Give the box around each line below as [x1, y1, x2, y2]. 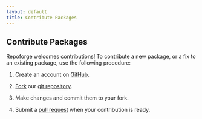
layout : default [6, 8, 47, 15]
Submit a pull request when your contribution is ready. [15, 106, 151, 114]
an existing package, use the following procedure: [6, 59, 131, 66]
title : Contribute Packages [6, 14, 77, 21]
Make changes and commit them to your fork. [15, 94, 129, 101]
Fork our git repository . [15, 83, 73, 90]
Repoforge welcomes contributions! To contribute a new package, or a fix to [6, 53, 196, 60]
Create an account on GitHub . [15, 71, 90, 79]
